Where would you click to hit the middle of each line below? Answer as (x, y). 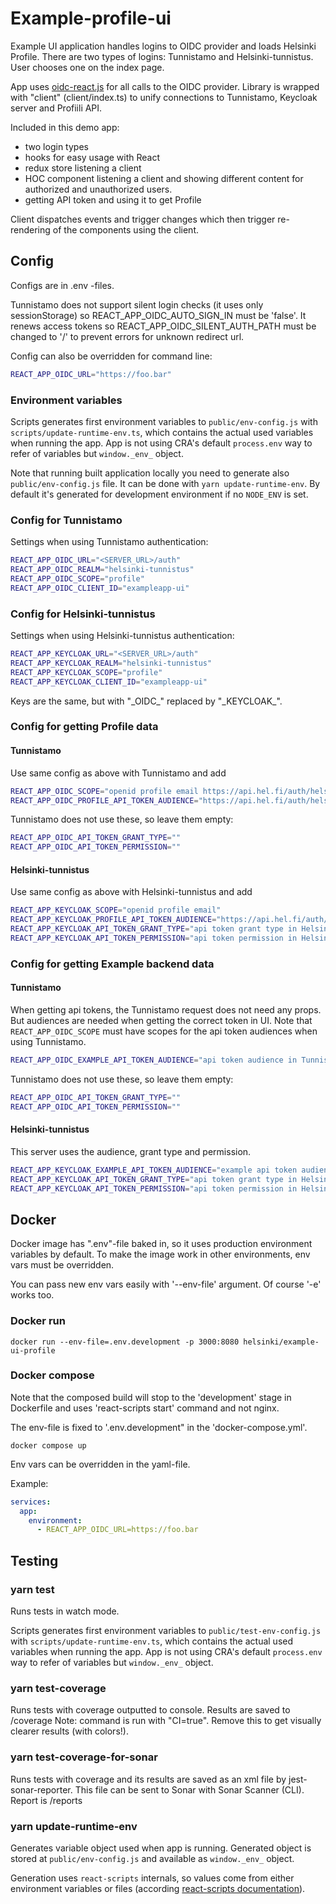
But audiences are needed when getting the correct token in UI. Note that (161, 1020)
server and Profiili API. (56, 108)
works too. (32, 1295)
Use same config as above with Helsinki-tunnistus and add (131, 892)
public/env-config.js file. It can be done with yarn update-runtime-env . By (165, 483)
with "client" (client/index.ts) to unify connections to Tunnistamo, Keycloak (164, 97)
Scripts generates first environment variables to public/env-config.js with (164, 421)
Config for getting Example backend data (112, 964)
